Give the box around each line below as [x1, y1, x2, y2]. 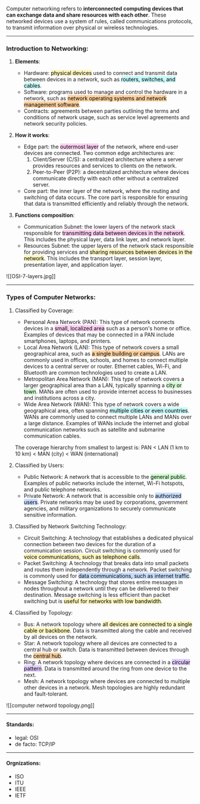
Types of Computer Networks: [6, 293, 96, 301]
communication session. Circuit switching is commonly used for [23, 547, 180, 554]
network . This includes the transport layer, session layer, [23, 255, 162, 262]
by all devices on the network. [23, 633, 98, 640]
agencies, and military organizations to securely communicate [23, 504, 176, 512]
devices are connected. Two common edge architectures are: [23, 149, 175, 157]
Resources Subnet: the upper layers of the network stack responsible [23, 242, 194, 250]
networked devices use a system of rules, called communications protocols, [6, 18, 193, 24]
